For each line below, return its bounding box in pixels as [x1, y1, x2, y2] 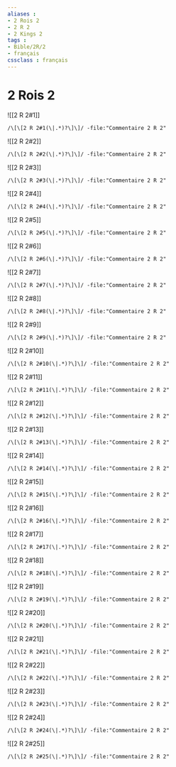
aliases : [7, 10, 37, 18]
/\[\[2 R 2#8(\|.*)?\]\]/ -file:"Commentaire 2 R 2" [7, 308, 167, 315]
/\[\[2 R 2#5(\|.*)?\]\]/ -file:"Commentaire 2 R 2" [7, 229, 167, 236]
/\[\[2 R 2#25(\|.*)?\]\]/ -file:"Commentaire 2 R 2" [7, 753, 170, 760]
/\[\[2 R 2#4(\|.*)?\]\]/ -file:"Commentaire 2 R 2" [7, 203, 167, 210]
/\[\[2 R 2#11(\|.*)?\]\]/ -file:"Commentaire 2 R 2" [7, 386, 170, 393]
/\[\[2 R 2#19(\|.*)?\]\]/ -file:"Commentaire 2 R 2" [7, 596, 170, 603]
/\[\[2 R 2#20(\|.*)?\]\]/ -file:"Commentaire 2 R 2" [7, 622, 170, 629]
